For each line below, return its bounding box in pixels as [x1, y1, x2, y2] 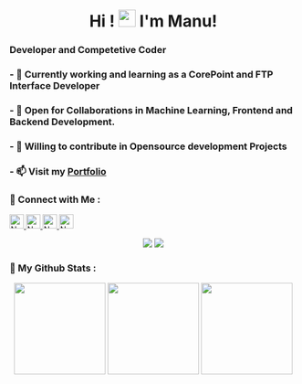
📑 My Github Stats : [9, 261, 97, 274]
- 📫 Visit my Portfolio [9, 165, 107, 177]
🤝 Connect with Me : [9, 193, 101, 206]
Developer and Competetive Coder [9, 44, 167, 57]
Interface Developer [9, 80, 100, 92]
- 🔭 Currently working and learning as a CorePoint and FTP [9, 69, 274, 81]
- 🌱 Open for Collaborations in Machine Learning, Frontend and [9, 103, 294, 116]
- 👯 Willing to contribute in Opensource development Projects [9, 140, 287, 153]
